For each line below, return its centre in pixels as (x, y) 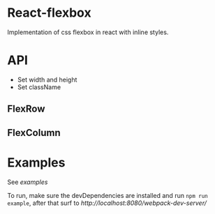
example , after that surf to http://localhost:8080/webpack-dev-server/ (107, 203)
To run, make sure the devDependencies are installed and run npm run (107, 195)
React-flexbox (50, 13)
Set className (39, 87)
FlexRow (26, 109)
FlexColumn (34, 133)
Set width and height (47, 79)
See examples (28, 182)
